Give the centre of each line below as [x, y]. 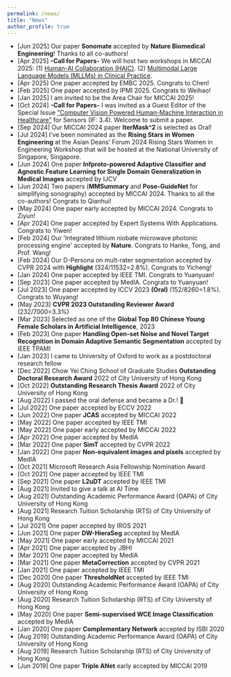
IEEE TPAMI [34, 349]
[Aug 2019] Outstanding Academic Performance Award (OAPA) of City [118, 637]
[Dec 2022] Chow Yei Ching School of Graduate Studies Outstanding [117, 371]
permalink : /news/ [34, 14]
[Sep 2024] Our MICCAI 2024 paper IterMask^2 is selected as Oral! [114, 127]
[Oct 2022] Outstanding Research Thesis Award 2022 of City [106, 385]
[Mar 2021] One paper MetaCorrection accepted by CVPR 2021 [108, 562]
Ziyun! [26, 216]
